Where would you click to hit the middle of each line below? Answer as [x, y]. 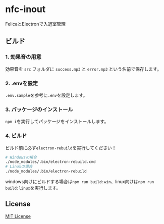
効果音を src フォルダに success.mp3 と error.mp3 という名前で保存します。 [83, 69]
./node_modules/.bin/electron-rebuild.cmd [50, 162]
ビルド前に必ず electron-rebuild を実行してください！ [61, 148]
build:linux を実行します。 [33, 188]
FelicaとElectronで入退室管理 [35, 24]
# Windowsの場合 [21, 157]
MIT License [18, 216]
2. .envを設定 [22, 83]
